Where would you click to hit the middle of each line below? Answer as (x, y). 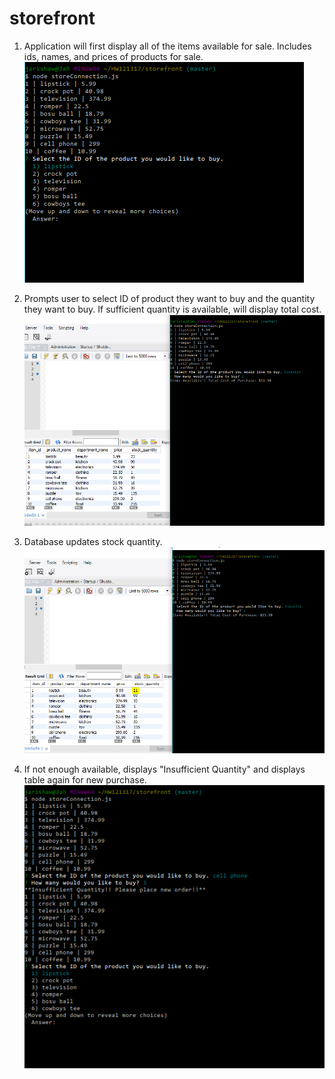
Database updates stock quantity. (93, 542)
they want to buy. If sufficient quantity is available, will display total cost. (172, 309)
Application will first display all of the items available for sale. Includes (167, 46)
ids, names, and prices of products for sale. (113, 56)
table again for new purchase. (85, 779)
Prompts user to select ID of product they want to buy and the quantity (169, 298)
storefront (52, 18)
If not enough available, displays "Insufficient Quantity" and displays (164, 769)
